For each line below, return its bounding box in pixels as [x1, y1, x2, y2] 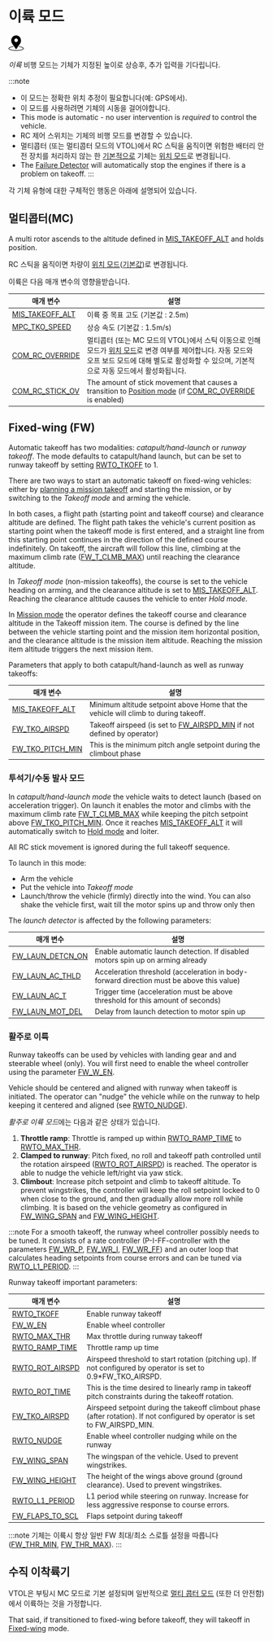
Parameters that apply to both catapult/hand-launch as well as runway [8, 660, 244, 669]
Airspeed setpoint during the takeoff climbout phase [86, 1402, 261, 1413]
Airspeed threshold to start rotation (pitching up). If [86, 1354, 258, 1364]
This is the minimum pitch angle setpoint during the [89, 739, 261, 749]
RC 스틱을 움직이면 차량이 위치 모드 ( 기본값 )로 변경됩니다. [8, 259, 188, 269]
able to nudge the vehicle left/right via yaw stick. [19, 1168, 184, 1178]
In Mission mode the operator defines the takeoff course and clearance [8, 609, 247, 619]
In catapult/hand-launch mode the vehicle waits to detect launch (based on [8, 792, 262, 801]
